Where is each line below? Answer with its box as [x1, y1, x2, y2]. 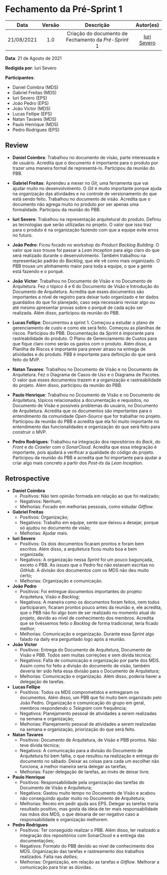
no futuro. [12, 232, 33, 238]
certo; [19, 573, 32, 579]
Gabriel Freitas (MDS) [12, 89, 57, 95]
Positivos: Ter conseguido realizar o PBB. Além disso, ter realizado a [19, 827, 160, 833]
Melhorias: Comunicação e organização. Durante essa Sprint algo [19, 630, 155, 637]
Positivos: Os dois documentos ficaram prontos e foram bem [19, 541, 144, 547]
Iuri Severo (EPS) [12, 95, 48, 101]
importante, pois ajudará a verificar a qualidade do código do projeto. [12, 449, 155, 455]
